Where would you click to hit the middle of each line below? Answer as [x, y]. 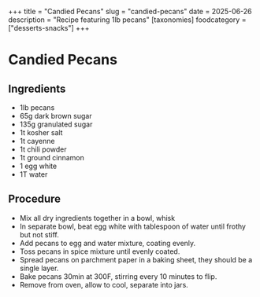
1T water [33, 174]
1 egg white [38, 166]
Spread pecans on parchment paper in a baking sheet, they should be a [136, 259]
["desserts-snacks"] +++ [49, 28]
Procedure [35, 199]
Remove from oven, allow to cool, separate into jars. [104, 284]
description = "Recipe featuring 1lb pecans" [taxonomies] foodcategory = [127, 20]
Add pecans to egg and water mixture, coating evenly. [108, 243]
